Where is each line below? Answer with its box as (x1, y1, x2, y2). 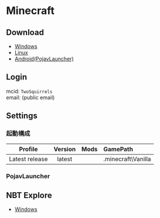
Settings (6, 111, 38, 121)
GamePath (103, 145, 134, 153)
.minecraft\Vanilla (103, 155, 151, 163)
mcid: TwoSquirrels (6, 88, 53, 95)
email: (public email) (6, 94, 55, 101)
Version (53, 145, 76, 153)
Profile (19, 145, 38, 153)
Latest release (9, 155, 48, 163)
